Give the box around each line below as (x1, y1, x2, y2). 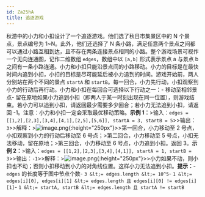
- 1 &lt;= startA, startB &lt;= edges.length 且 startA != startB (14, 183, 185, 190)
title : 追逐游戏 (6, 15, 44, 21)
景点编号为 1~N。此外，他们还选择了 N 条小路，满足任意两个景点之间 (16, 40, 190, 47)
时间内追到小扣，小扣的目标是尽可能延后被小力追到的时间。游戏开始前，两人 (6, 70, 199, 78)
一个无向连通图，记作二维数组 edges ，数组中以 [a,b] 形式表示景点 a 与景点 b (6, 55, 199, 62)
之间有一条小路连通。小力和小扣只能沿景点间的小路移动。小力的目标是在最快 (6, 62, 199, 70)
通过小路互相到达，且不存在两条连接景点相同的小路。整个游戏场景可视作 (16, 47, 199, 55)
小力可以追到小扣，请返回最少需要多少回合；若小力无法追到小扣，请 (22, 101, 193, 108)
